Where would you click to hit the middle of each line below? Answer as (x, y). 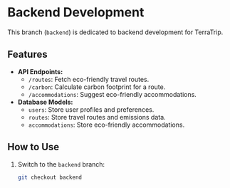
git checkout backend (49, 177)
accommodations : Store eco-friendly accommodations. (106, 125)
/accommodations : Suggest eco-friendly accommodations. (113, 94)
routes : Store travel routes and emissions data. (97, 117)
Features (27, 54)
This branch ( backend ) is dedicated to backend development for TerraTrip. (115, 32)
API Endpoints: (40, 71)
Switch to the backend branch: (61, 164)
